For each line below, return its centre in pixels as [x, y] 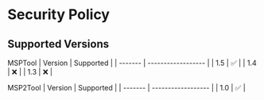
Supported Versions [58, 44]
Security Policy [59, 15]
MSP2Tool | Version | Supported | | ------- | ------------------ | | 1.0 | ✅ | [126, 88]
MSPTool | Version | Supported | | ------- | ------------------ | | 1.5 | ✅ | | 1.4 [132, 63]
